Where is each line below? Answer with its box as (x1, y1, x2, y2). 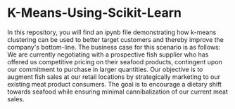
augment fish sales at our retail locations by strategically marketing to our (7, 72, 220, 81)
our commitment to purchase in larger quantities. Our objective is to (7, 65, 203, 73)
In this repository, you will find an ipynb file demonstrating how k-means (7, 28, 217, 36)
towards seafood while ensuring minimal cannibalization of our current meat (7, 87, 229, 96)
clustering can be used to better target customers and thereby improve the (7, 35, 224, 43)
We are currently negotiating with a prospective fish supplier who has (7, 50, 209, 59)
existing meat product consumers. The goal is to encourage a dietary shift (7, 80, 222, 88)
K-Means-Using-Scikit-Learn (7, 5, 182, 21)
